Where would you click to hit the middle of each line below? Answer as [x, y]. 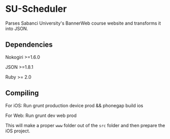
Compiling [22, 93]
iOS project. [18, 131]
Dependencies [29, 45]
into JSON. [17, 28]
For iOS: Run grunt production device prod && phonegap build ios [74, 105]
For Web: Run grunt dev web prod [41, 115]
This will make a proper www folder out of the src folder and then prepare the [85, 125]
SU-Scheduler [36, 9]
